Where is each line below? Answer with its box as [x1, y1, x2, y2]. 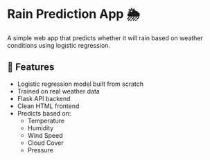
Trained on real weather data [17, 87, 100, 95]
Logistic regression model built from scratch [17, 80, 144, 88]
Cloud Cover [27, 139, 64, 147]
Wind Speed [27, 131, 64, 139]
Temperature [27, 116, 64, 125]
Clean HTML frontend [17, 102, 80, 110]
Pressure [27, 145, 53, 154]
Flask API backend [17, 94, 71, 103]
